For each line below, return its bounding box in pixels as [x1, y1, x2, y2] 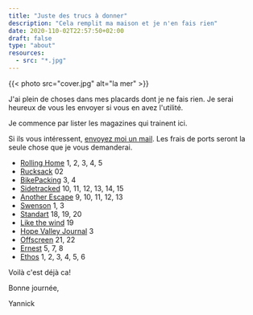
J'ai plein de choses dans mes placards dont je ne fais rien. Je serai [8, 94, 234, 104]
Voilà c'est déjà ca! [8, 267, 71, 277]
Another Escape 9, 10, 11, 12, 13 [19, 192, 123, 202]
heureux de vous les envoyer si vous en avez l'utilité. [8, 102, 184, 112]
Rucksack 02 [19, 166, 64, 176]
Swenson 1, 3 [19, 200, 64, 210]
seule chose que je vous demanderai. [8, 142, 133, 152]
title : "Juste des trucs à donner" [8, 11, 128, 20]
